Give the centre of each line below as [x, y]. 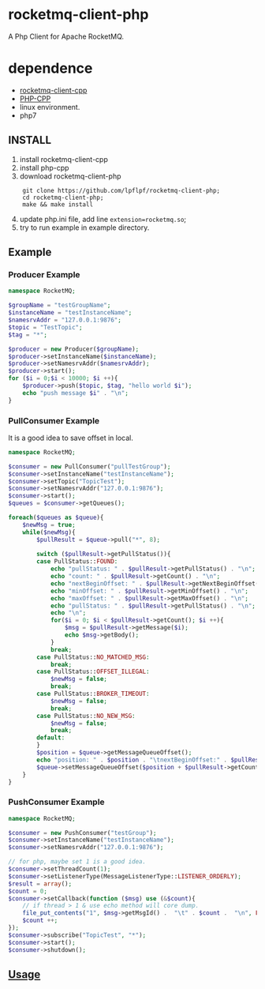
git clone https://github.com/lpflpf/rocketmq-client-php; [121, 190]
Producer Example [44, 275]
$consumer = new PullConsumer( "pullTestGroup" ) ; [90, 466]
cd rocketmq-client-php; [63, 197]
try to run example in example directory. [84, 228]
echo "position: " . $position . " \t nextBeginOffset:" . [132, 760]
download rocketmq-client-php [70, 176]
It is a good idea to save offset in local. [71, 438]
